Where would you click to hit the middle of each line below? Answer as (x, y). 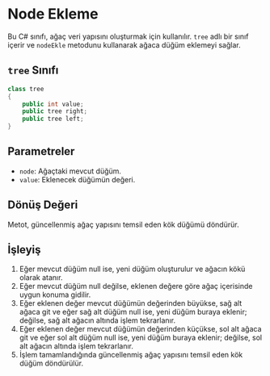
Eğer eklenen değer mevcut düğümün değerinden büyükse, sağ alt (131, 303)
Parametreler (41, 151)
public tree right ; (55, 111)
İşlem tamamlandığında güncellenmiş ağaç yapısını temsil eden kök (131, 355)
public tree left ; (53, 119)
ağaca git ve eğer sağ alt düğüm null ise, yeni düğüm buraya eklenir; (133, 312)
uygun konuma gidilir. (55, 295)
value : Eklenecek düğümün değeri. (77, 179)
